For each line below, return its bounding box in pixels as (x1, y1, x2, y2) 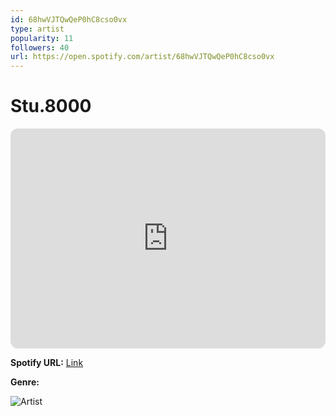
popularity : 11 (10, 33, 74, 43)
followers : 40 (10, 42, 70, 53)
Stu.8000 (10, 95, 92, 118)
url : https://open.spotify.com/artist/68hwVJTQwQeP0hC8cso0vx (10, 52, 275, 62)
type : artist (10, 24, 65, 34)
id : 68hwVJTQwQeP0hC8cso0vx (10, 14, 128, 25)
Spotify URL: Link (10, 357, 84, 369)
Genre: (10, 376, 40, 388)
